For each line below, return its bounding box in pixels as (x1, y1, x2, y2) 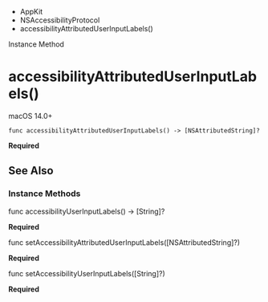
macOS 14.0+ (8, 111, 53, 120)
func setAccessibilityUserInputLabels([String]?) (8, 268, 166, 278)
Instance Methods (8, 188, 81, 199)
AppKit (19, 7, 43, 16)
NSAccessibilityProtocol (19, 15, 100, 25)
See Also (8, 164, 54, 178)
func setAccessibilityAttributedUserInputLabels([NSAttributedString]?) (8, 237, 241, 247)
